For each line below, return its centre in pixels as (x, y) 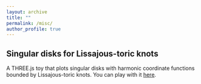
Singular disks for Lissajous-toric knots (83, 53)
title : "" (19, 18)
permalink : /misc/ (29, 23)
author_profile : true (34, 29)
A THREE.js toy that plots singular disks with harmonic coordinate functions (101, 68)
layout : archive (27, 12)
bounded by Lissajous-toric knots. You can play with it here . (81, 75)
